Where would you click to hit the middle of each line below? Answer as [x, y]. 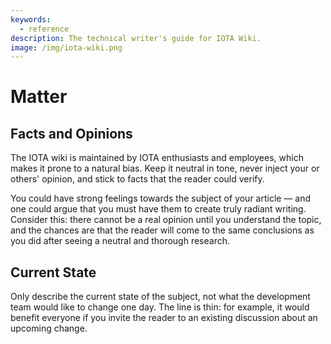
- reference [44, 29]
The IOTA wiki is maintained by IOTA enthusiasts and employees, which [157, 158]
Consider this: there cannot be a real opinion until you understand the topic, [166, 220]
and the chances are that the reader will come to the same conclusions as [162, 230]
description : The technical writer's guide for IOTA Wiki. [136, 38]
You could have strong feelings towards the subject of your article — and [161, 198]
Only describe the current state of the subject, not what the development [160, 297]
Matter [39, 97]
